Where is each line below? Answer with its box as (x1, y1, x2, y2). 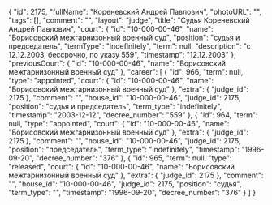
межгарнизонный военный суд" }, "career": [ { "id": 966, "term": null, (8, 67, 244, 76)
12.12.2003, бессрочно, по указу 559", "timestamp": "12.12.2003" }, (8, 50, 236, 59)
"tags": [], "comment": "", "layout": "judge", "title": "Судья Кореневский (8, 15, 250, 25)
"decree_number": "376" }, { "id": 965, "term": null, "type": (36, 153, 232, 163)
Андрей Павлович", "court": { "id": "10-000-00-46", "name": (8, 24, 214, 33)
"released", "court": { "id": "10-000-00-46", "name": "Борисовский (8, 162, 235, 171)
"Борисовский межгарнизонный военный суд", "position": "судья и (8, 32, 240, 42)
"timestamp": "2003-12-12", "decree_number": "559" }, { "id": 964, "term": (8, 110, 258, 120)
